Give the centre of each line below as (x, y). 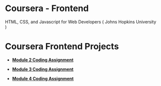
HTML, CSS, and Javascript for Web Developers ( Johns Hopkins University (81, 22)
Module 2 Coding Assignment (43, 60)
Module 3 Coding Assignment (43, 69)
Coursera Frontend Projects (62, 47)
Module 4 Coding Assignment (43, 78)
